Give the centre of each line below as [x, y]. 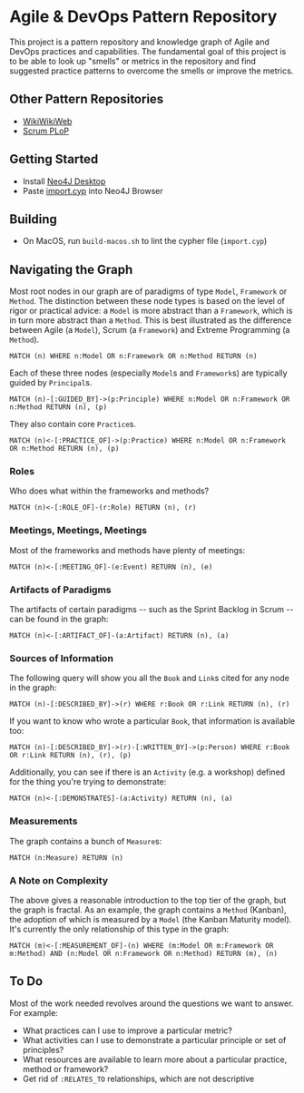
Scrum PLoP [46, 131]
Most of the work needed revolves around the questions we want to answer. [152, 1003]
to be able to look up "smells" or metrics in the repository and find [133, 61]
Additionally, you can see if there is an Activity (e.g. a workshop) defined [147, 772]
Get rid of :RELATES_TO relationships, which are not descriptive [138, 1078]
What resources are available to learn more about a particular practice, [155, 1059]
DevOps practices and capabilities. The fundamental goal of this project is [148, 51]
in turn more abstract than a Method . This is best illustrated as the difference [151, 320]
